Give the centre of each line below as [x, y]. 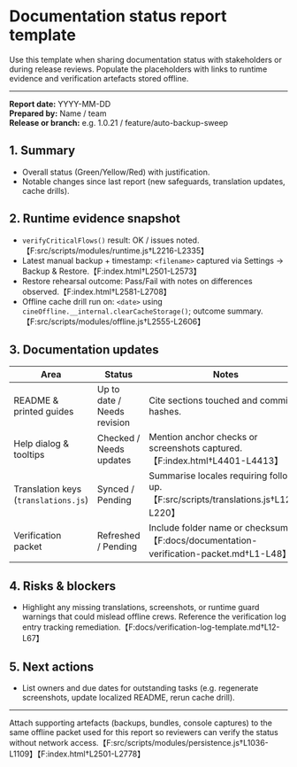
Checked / [118, 438]
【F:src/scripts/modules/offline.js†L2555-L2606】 [114, 322]
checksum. [267, 528]
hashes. [165, 412]
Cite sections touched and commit [220, 400]
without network [39, 743]
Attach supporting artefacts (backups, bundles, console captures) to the [141, 723]
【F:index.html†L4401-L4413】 [216, 461]
